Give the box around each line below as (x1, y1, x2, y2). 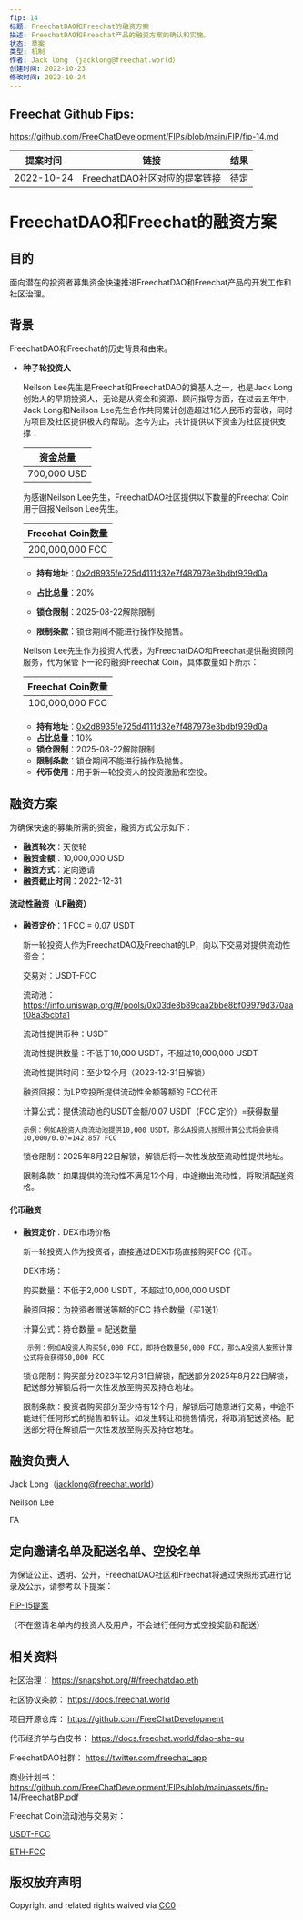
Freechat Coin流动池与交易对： (9, 1811, 126, 1821)
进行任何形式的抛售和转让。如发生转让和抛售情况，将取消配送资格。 (30, 1412, 287, 1423)
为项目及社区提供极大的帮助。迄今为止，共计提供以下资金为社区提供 (22, 416, 278, 427)
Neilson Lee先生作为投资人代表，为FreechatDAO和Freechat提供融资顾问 (22, 645, 294, 657)
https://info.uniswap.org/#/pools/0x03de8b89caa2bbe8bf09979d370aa (22, 1000, 294, 1011)
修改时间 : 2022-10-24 (9, 73, 86, 82)
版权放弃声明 (9, 1875, 82, 1891)
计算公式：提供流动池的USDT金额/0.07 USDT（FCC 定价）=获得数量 (22, 1105, 279, 1117)
